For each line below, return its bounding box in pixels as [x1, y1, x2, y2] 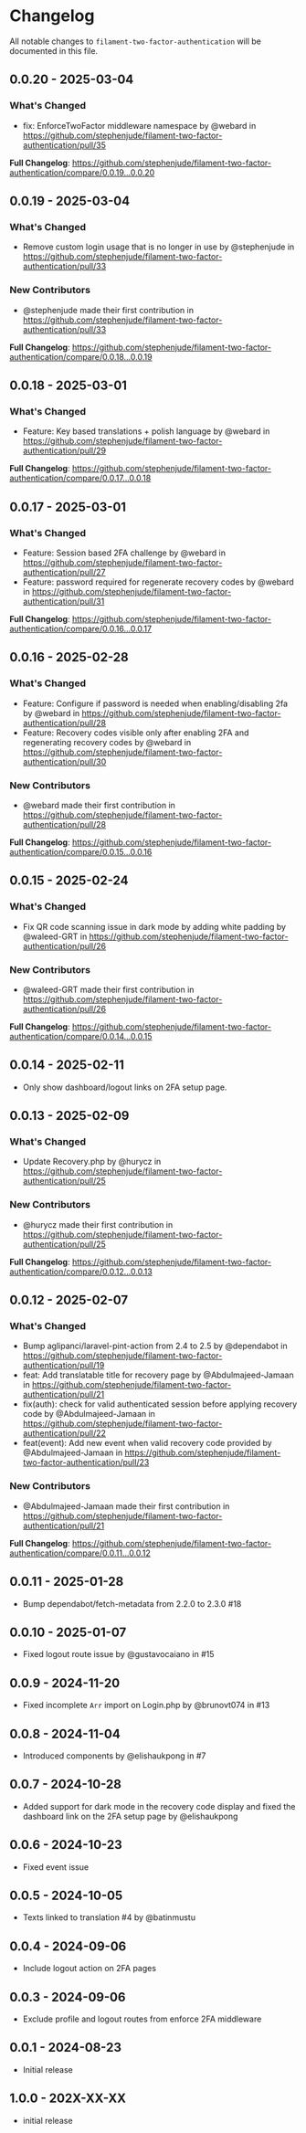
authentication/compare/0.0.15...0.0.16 [9, 846, 153, 857]
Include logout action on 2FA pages [22, 1963, 157, 1974]
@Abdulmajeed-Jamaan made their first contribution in [22, 1500, 230, 1512]
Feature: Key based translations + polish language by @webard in [22, 426, 270, 437]
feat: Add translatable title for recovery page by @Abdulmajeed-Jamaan [22, 1369, 294, 1380]
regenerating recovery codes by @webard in [22, 736, 192, 747]
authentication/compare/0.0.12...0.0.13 [9, 1266, 153, 1277]
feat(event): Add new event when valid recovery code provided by [22, 1438, 272, 1449]
